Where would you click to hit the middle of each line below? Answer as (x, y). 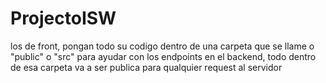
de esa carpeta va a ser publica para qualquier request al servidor (146, 67)
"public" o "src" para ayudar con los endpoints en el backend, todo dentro (163, 56)
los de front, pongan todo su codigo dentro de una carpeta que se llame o (162, 46)
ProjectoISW (63, 18)
